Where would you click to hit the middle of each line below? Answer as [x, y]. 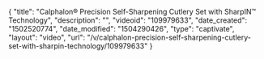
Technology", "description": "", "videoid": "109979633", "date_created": [128, 20]
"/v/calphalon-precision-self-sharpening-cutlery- [169, 37]
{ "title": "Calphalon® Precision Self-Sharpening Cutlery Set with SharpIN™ [132, 12]
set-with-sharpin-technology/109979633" [78, 46]
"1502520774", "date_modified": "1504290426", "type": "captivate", [121, 29]
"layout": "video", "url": [47, 37]
